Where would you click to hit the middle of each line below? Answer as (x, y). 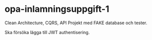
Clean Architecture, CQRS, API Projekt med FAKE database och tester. (76, 23)
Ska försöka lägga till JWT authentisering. (47, 32)
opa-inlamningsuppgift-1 (57, 9)
